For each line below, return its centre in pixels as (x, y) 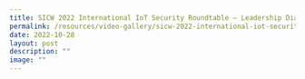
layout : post (34, 43)
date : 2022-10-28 (42, 35)
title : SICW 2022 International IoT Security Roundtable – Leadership (146, 18)
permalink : (30, 26)
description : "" (40, 52)
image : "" (28, 60)
